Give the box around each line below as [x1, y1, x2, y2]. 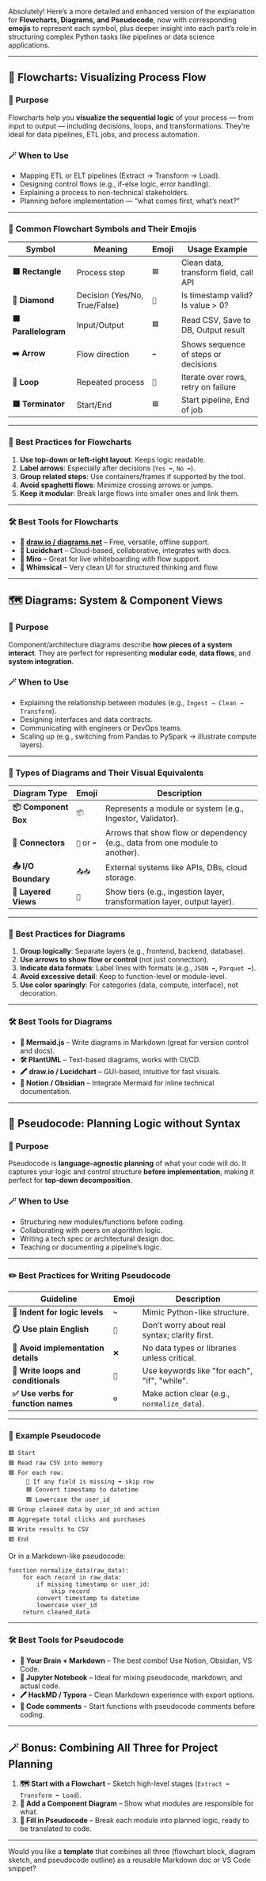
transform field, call [180, 267, 253, 278]
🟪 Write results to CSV [8, 1526, 89, 1534]
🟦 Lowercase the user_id [25, 1495, 111, 1504]
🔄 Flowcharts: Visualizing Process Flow [8, 71, 207, 84]
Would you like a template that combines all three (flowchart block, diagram [8, 1847, 256, 1856]
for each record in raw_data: [22, 1574, 123, 1582]
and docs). [19, 1046, 55, 1055]
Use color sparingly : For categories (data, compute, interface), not [19, 980, 239, 990]
